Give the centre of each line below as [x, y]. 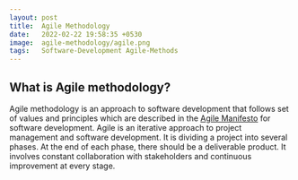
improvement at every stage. [62, 166]
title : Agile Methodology [60, 26]
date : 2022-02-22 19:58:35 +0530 [76, 34]
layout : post [34, 17]
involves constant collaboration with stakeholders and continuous [131, 156]
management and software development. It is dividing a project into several [149, 137]
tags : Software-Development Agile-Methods [94, 51]
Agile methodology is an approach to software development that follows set [149, 108]
